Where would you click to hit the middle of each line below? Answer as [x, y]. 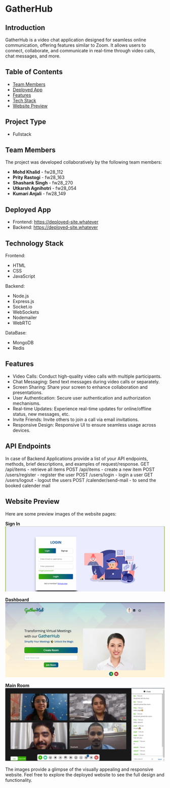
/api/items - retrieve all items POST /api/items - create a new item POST [80, 469]
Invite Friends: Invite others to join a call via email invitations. [76, 419]
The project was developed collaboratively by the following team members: [84, 162]
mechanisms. [27, 403]
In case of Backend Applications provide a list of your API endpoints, [77, 459]
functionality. [19, 780]
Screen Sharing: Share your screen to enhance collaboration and [80, 387]
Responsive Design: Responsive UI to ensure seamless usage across [84, 425]
